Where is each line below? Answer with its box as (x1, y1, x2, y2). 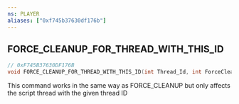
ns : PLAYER (7, 10, 40, 18)
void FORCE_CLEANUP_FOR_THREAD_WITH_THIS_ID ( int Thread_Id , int (7, 69, 202, 76)
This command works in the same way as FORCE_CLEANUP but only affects (7, 81, 231, 90)
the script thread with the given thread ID (7, 89, 128, 98)
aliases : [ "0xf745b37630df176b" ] (7, 17, 107, 24)
